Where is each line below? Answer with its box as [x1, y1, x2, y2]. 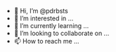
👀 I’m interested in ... [13, 14, 74, 22]
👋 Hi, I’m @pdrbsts [13, 7, 68, 15]
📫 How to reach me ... [13, 37, 79, 45]
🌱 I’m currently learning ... [13, 22, 89, 30]
